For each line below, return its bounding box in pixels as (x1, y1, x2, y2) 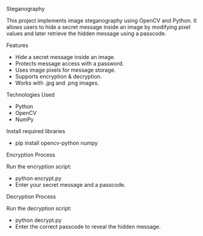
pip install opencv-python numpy (15, 139, 98, 147)
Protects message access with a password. (15, 60, 125, 67)
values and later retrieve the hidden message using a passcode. (6, 30, 167, 37)
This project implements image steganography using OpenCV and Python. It (6, 17, 197, 24)
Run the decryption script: (6, 205, 72, 212)
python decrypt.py (15, 217, 62, 224)
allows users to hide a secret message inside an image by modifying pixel (6, 24, 191, 30)
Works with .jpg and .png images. (15, 79, 99, 86)
